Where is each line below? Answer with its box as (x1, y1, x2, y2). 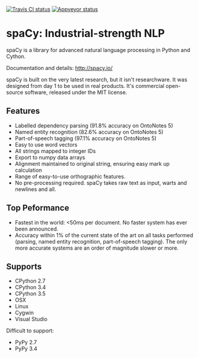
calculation (14, 166, 42, 174)
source (6, 89, 24, 96)
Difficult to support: (6, 327, 54, 335)
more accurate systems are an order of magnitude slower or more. (14, 244, 179, 251)
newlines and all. (14, 186, 57, 193)
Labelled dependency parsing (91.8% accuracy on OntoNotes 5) (14, 122, 173, 129)
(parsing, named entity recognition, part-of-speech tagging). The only (14, 238, 188, 245)
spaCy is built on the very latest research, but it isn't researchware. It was (6, 75, 188, 83)
